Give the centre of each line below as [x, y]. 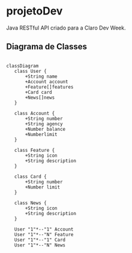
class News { [30, 203]
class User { [30, 71]
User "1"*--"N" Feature [44, 234]
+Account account [46, 82]
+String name [41, 77]
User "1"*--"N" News [40, 245]
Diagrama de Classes [47, 47]
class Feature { [34, 150]
